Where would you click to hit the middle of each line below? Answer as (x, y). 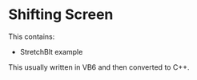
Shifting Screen (61, 15)
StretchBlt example (51, 51)
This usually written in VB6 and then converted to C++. (99, 67)
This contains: (32, 36)
